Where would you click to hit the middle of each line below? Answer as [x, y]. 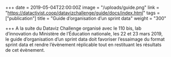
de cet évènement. [25, 50]
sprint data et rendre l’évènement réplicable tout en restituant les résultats [83, 45]
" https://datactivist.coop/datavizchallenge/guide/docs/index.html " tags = [83, 13]
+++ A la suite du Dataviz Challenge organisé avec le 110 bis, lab [73, 28]
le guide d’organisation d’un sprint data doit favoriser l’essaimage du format [85, 39]
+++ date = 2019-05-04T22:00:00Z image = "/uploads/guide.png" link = [82, 7]
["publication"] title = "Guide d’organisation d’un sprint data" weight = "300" [86, 18]
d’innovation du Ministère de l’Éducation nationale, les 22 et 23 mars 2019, [84, 34]
